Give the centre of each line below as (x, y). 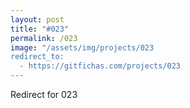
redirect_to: (37, 57)
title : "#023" (40, 29)
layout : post (37, 19)
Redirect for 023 (44, 94)
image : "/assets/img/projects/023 (82, 47)
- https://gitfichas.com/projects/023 (100, 66)
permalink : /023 (44, 38)
